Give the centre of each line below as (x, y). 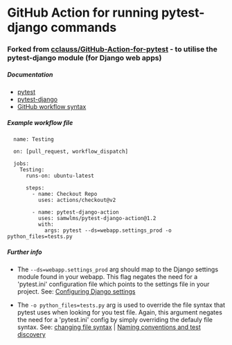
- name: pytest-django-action (75, 212)
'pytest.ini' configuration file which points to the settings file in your (113, 284)
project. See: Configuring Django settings (77, 292)
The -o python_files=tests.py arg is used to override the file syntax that (121, 305)
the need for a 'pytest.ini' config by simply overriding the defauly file (115, 320)
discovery (32, 335)
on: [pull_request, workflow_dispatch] (71, 152)
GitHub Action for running (83, 13)
